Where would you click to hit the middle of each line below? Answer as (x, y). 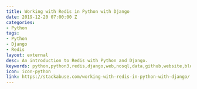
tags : (13, 33)
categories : (21, 22)
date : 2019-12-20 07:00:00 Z (42, 17)
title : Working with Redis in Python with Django (68, 11)
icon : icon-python (28, 71)
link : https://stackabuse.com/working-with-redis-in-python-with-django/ (98, 77)
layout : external (27, 55)
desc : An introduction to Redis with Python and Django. (77, 60)
